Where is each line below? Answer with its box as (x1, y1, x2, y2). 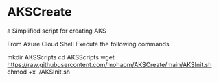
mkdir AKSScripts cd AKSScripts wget (7, 53, 115, 61)
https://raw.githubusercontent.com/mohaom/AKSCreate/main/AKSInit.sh (7, 60, 212, 68)
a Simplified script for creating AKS (7, 27, 106, 35)
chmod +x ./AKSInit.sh (7, 68, 71, 76)
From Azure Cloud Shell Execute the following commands (7, 40, 170, 48)
